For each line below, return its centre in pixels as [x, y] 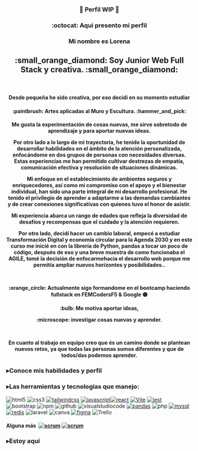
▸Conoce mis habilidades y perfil [54, 371]
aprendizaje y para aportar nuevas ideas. [99, 131]
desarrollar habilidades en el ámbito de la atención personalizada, [99, 149]
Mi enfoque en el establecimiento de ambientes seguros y [99, 179]
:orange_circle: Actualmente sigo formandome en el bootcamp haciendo [99, 288]
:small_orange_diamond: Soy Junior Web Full [99, 61]
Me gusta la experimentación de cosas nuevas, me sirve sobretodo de [99, 124]
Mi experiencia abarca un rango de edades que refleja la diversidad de [99, 216]
